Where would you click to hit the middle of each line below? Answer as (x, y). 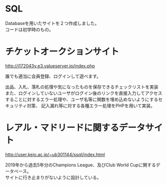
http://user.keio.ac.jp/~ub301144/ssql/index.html (55, 154)
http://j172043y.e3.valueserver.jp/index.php (50, 66)
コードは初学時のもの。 (29, 29)
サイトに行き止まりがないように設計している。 (53, 177)
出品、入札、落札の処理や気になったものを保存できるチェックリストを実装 (82, 87)
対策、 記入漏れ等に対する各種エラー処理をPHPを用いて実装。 (91, 105)
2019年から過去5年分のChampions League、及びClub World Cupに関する (81, 165)
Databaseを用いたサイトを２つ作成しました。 (52, 23)
